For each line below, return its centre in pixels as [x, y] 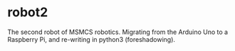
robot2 [28, 12]
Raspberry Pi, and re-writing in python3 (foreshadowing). [92, 39]
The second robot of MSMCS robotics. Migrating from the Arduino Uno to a [118, 32]
